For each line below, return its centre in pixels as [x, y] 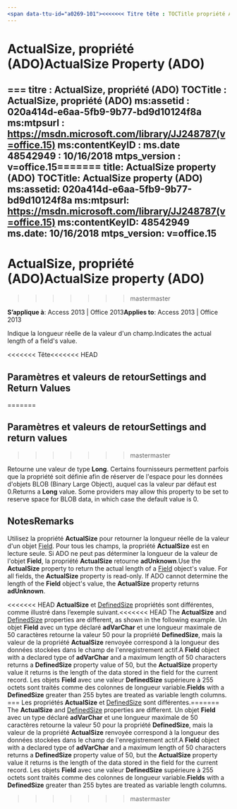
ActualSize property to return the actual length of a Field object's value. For [117, 568]
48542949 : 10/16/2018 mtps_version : [94, 156]
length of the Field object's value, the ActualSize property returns [103, 583]
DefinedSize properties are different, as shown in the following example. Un [117, 619]
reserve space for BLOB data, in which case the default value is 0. [103, 499]
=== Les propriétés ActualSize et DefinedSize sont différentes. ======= [114, 702]
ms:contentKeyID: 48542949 [123, 222]
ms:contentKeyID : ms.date [119, 145]
